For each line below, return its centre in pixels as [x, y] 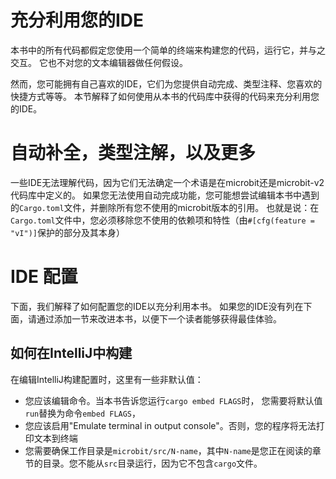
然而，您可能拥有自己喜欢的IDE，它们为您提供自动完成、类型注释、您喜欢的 [166, 83]
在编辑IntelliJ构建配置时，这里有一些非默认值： [107, 379]
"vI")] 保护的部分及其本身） [67, 232]
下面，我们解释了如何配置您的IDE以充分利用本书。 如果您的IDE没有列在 [157, 306]
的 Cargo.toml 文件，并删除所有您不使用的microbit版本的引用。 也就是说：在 [165, 207]
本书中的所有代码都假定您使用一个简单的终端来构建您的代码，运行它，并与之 [168, 50]
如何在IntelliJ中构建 [71, 353]
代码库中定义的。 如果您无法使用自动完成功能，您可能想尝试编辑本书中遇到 [165, 195]
